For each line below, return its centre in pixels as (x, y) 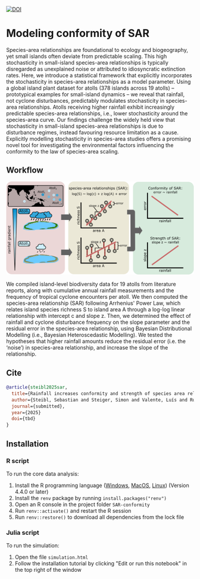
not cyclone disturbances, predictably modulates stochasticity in (85, 100)
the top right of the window (48, 570)
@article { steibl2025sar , (37, 387)
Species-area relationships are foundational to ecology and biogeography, (97, 50)
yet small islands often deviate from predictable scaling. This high (87, 56)
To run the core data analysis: (43, 474)
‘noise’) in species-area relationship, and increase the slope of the (87, 348)
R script (18, 461)
